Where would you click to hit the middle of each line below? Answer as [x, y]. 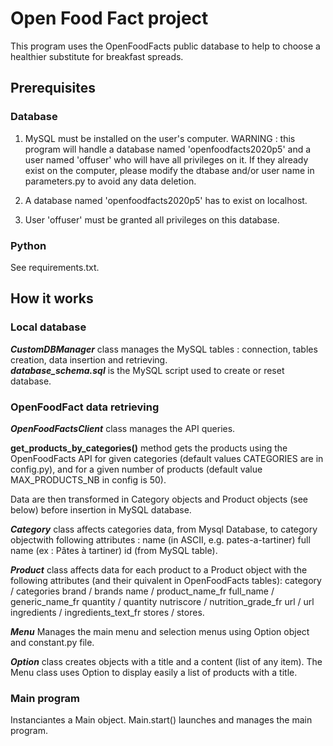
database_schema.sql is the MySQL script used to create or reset [147, 370]
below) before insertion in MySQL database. [101, 509]
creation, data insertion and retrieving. [89, 359]
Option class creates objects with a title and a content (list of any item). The [166, 661]
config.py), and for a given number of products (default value [136, 469]
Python [28, 245]
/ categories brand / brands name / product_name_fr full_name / [142, 591]
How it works [52, 298]
